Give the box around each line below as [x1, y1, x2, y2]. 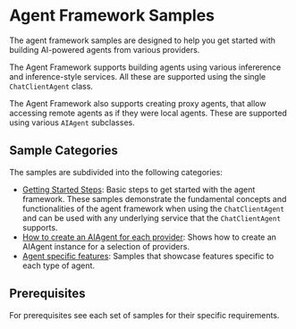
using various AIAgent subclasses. [9, 117, 136, 128]
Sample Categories [9, 143, 118, 158]
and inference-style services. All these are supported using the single [9, 71, 266, 81]
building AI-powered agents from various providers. [9, 44, 200, 55]
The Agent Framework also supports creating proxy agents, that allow [9, 97, 266, 108]
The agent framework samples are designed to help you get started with [9, 35, 275, 46]
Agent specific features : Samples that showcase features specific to [21, 250, 275, 261]
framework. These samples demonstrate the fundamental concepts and [21, 193, 287, 204]
